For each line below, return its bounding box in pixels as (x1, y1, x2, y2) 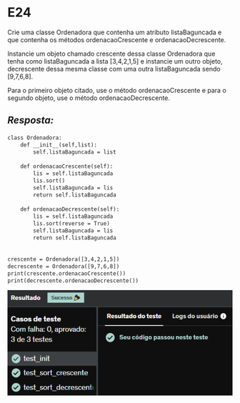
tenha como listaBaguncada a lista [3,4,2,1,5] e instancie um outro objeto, (7, 56, 223, 65)
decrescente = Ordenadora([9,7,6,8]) (7, 262, 120, 270)
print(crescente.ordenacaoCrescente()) (7, 269, 126, 277)
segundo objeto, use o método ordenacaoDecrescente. (7, 94, 170, 102)
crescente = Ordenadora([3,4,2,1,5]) (7, 255, 120, 263)
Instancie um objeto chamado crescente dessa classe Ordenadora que (7, 49, 216, 58)
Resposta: (7, 114, 54, 126)
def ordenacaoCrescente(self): (20, 162, 114, 170)
